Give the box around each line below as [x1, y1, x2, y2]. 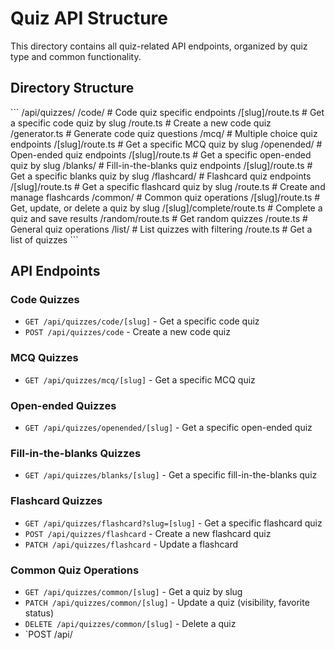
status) [24, 607, 55, 619]
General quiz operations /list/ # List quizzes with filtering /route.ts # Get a [10, 223, 313, 235]
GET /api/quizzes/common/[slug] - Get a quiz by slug [24, 585, 243, 597]
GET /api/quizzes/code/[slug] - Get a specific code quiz [24, 315, 260, 327]
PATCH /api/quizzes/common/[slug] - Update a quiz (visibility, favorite [24, 596, 310, 608]
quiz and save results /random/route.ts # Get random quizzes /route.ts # [10, 212, 308, 224]
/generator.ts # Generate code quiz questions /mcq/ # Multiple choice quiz [10, 127, 318, 139]
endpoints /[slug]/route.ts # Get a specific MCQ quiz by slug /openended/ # [10, 138, 323, 150]
